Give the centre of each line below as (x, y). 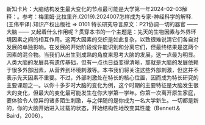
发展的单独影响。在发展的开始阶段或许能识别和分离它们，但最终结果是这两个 (103, 47)
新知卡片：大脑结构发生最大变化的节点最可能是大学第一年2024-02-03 (94, 9)
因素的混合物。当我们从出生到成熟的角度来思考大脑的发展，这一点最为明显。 (103, 55)
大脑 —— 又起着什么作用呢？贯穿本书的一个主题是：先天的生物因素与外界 (99, 32)
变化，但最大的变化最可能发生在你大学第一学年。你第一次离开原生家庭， (108, 93)
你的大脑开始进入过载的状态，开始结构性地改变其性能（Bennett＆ (99, 108)
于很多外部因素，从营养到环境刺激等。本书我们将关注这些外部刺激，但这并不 (103, 70)
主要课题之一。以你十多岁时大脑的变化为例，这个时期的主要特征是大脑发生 (100, 85)
